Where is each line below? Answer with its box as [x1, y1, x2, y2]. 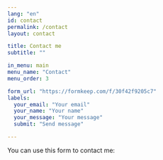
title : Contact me [7, 43, 62, 50]
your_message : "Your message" [13, 114, 103, 121]
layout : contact [7, 30, 55, 37]
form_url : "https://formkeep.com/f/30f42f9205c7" [7, 87, 157, 95]
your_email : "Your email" [13, 101, 91, 108]
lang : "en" [7, 10, 40, 18]
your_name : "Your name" [13, 107, 84, 115]
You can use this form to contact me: [7, 146, 116, 154]
